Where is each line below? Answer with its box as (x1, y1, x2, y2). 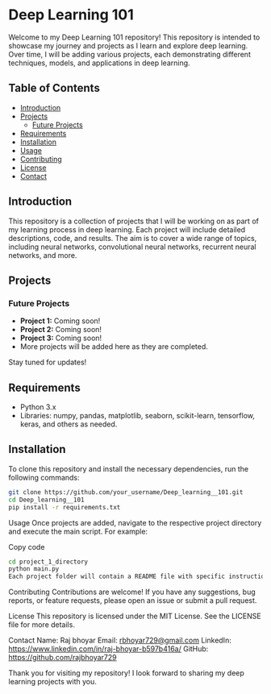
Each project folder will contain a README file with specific (8, 572, 226, 581)
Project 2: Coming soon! (19, 325, 102, 335)
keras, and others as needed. (19, 419, 118, 429)
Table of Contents (8, 81, 101, 95)
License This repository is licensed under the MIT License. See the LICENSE (8, 611, 261, 621)
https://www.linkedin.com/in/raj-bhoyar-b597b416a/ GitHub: (8, 644, 209, 654)
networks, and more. (8, 250, 77, 260)
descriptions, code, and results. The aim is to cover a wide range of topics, (8, 233, 257, 243)
